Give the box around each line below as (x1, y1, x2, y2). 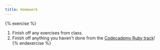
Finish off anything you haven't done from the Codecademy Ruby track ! (12, 35, 155, 41)
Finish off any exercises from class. (12, 30, 83, 35)
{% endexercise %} (12, 40, 51, 46)
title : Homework (5, 7, 38, 12)
